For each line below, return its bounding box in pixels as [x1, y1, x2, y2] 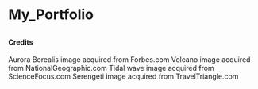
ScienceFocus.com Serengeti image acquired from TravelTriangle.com [8, 72, 239, 81]
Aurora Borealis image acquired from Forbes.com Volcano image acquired [8, 55, 251, 64]
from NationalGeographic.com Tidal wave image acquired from [8, 64, 214, 73]
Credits [8, 37, 33, 47]
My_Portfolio [8, 6, 94, 24]
